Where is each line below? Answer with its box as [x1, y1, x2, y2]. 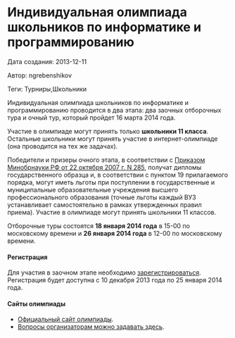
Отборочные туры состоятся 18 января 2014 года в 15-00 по [7, 221, 190, 230]
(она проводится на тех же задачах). [7, 142, 118, 150]
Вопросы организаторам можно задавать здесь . [17, 323, 165, 331]
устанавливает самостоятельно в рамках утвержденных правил [7, 200, 202, 208]
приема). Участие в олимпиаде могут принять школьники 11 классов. [7, 208, 217, 216]
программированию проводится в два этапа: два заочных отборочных [7, 106, 222, 114]
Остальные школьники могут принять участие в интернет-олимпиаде [7, 134, 218, 143]
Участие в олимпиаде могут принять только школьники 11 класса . [7, 127, 209, 135]
